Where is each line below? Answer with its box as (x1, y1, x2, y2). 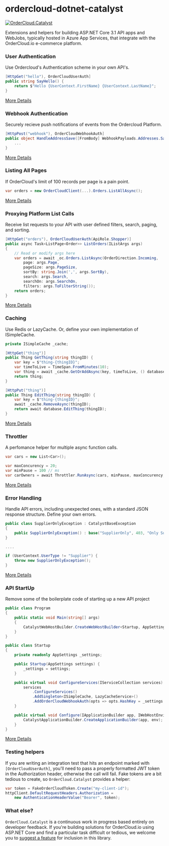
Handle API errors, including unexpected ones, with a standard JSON (5, 506, 148, 512)
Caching (5, 315, 27, 322)
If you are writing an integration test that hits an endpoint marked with (5, 760, 150, 766)
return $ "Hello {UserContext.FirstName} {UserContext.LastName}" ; (14, 83, 156, 88)
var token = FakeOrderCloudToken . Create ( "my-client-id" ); (5, 786, 129, 791)
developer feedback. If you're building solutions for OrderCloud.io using (5, 824, 154, 830)
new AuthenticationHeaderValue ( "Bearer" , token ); (14, 795, 121, 801)
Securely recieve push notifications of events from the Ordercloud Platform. (5, 122, 162, 128)
